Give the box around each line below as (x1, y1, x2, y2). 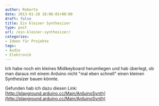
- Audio (5, 48, 21, 53)
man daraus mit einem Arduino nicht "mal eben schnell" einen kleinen (5, 71, 144, 77)
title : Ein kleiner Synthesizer (5, 20, 71, 26)
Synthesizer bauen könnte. (5, 76, 59, 82)
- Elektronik (5, 52, 32, 57)
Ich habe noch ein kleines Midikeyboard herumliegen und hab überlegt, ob (5, 66, 154, 71)
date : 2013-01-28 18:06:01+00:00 (5, 12, 73, 17)
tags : (5, 43, 16, 48)
